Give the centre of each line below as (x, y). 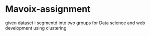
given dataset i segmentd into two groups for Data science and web (75, 23)
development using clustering (36, 28)
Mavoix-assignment (48, 9)
